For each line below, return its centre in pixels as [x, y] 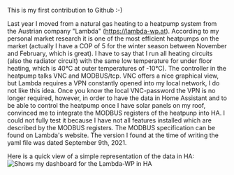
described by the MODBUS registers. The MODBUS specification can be [111, 128]
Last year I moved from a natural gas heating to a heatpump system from [112, 23]
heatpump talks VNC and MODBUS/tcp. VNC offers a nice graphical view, [113, 76]
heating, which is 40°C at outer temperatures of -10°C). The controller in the [117, 68]
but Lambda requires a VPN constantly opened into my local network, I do [114, 83]
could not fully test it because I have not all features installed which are [109, 120]
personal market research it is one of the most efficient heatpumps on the [113, 38]
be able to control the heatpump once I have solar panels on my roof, [107, 105]
